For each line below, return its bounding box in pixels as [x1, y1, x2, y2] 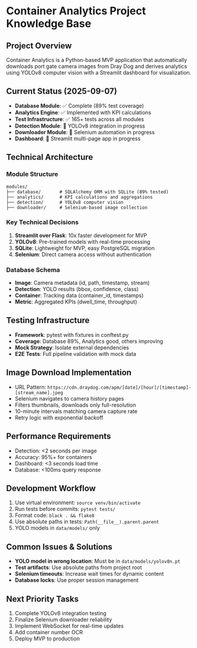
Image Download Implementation [6, 368, 132, 378]
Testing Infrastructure [6, 315, 90, 325]
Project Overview [6, 41, 72, 51]
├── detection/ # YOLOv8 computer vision [6, 199, 124, 205]
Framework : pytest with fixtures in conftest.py [14, 331, 129, 338]
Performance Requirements [6, 431, 111, 442]
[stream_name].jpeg [14, 389, 64, 396]
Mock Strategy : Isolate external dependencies [14, 344, 129, 351]
